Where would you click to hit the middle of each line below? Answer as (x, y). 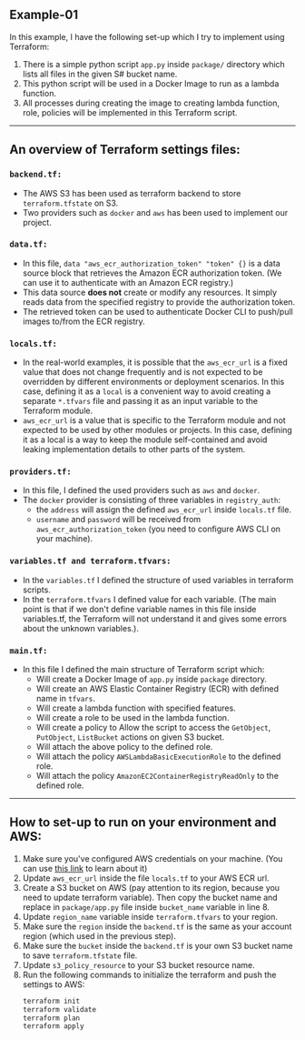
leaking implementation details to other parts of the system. (134, 449)
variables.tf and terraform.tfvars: (90, 561)
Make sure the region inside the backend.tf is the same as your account (157, 926)
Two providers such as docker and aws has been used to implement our (155, 212)
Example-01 (44, 15)
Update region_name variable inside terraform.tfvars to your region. (150, 916)
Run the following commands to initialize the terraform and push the (149, 974)
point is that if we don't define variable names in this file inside (139, 609)
